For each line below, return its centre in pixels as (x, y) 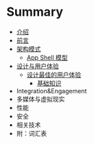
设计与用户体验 (37, 66)
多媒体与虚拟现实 (40, 99)
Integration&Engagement (51, 91)
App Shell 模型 (47, 57)
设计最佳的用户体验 (54, 74)
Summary (35, 12)
